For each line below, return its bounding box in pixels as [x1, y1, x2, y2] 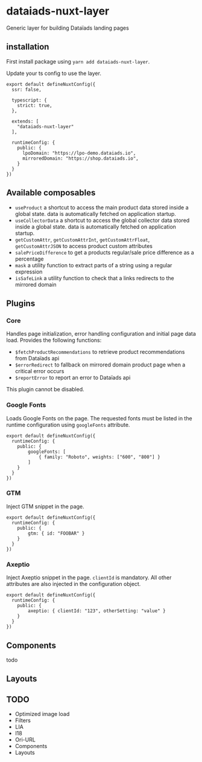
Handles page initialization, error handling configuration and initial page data [6, 330, 196, 337]
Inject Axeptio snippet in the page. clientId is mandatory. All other [6, 574, 172, 581]
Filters [14, 717, 31, 724]
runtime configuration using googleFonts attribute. [6, 421, 130, 428]
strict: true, [17, 102, 52, 108]
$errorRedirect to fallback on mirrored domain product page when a [14, 361, 186, 368]
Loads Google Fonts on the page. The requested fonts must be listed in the [6, 414, 192, 422]
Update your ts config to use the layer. [6, 70, 101, 77]
